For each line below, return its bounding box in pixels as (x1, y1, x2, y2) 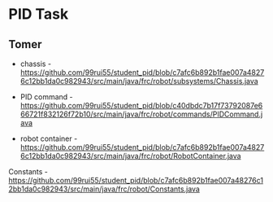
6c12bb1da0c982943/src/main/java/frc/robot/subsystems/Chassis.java (19, 77, 258, 86)
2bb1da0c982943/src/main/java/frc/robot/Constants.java (8, 184, 201, 194)
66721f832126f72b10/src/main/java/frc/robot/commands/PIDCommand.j (19, 109, 263, 119)
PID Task (8, 5, 69, 24)
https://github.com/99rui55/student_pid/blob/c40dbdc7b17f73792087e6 (19, 101, 263, 110)
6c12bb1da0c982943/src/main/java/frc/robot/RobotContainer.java (19, 151, 241, 160)
